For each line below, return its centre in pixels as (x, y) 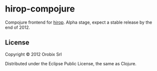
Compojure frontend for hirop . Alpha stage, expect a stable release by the (79, 22)
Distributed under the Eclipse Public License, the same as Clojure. (71, 63)
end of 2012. (18, 27)
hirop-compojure (40, 9)
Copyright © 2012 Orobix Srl (33, 54)
